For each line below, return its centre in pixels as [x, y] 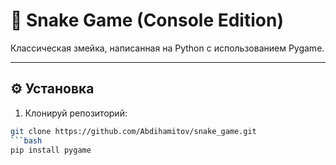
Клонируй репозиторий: [76, 113]
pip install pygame [51, 150]
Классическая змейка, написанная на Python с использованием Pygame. [167, 48]
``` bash [26, 140]
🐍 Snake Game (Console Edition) [147, 20]
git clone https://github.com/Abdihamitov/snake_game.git [133, 131]
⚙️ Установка [52, 89]
